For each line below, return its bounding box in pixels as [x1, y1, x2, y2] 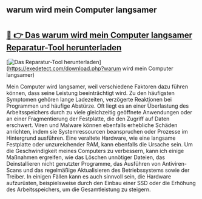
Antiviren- [161, 160, 187, 167]
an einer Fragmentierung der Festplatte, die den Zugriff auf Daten [6, 115, 170, 122]
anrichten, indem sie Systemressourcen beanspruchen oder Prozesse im [6, 128, 188, 135]
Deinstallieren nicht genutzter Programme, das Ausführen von [6, 160, 161, 167]
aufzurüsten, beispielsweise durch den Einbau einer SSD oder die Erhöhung [6, 180, 196, 186]
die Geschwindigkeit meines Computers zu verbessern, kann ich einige [6, 148, 184, 154]
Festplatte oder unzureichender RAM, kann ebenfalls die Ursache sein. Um [6, 141, 193, 148]
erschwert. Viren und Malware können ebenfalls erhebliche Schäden [6, 122, 178, 129]
